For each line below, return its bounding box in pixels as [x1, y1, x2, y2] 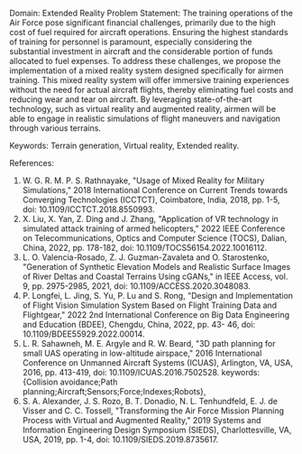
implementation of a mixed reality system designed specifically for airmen [9, 65, 284, 76]
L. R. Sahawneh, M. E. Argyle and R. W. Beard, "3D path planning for [22, 338, 277, 348]
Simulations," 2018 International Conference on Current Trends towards [22, 185, 288, 195]
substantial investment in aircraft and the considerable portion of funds [9, 46, 273, 57]
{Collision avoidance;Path [22, 376, 118, 387]
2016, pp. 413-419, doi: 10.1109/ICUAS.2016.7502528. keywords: [22, 367, 261, 377]
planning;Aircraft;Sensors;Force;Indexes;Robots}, [22, 386, 206, 396]
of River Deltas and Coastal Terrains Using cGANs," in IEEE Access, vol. [22, 271, 288, 282]
